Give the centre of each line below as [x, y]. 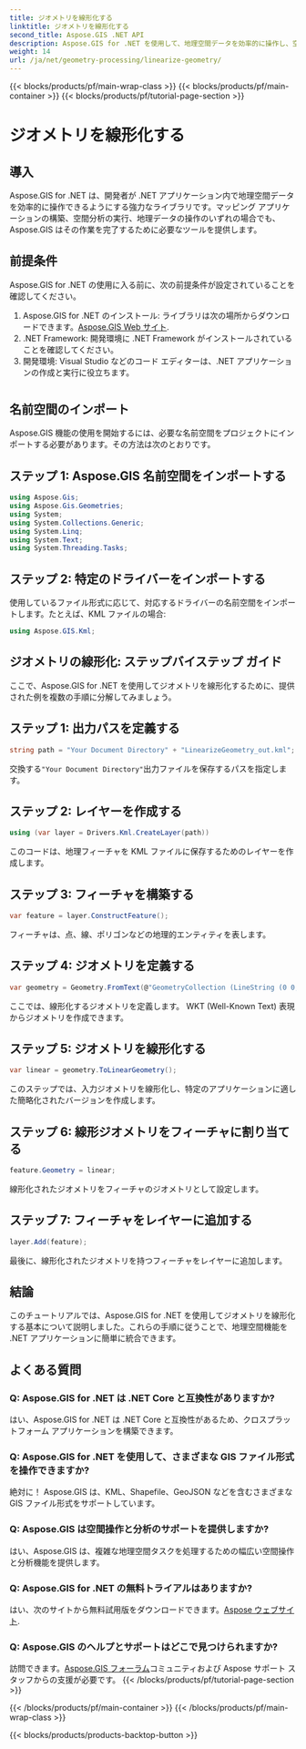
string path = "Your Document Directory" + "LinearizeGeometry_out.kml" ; [153, 750]
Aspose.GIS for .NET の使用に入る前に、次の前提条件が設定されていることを [153, 284]
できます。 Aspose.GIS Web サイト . [104, 327]
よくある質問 [46, 1370]
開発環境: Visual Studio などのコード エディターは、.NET [128, 361]
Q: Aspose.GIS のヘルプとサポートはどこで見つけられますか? [143, 1647]
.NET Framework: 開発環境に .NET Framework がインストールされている [158, 338]
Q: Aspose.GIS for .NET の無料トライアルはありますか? [131, 1588]
